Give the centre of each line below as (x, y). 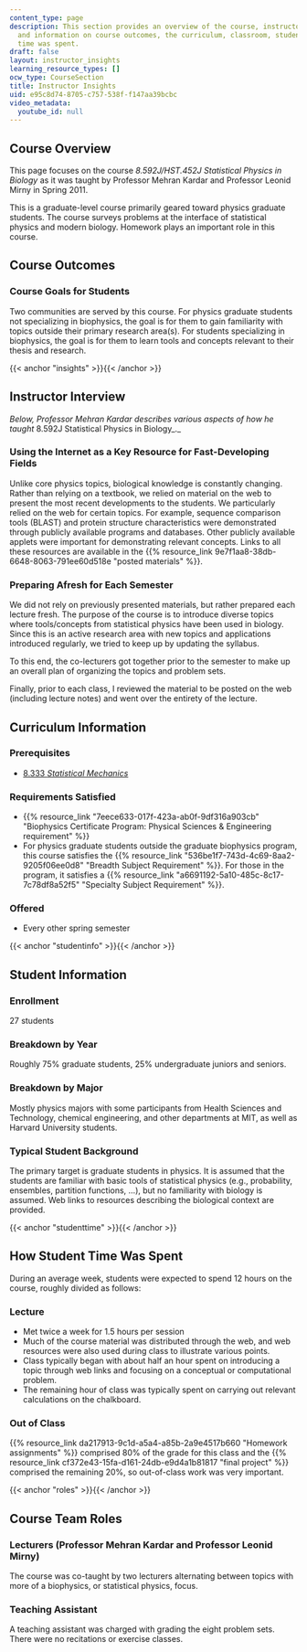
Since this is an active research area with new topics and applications (140, 634)
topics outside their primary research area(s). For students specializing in (147, 331)
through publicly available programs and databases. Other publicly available (152, 532)
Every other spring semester (76, 928)
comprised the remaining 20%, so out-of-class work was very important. (147, 1472)
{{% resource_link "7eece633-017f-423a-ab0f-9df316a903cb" (141, 817)
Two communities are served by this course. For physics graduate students (151, 311)
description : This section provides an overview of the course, (134, 27)
